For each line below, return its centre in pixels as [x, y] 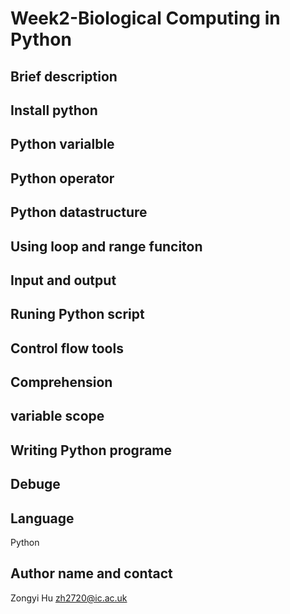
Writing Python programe [91, 450]
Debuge [35, 484]
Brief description [64, 76]
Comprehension [61, 382]
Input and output [63, 280]
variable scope [57, 416]
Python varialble [62, 144]
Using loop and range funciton [106, 246]
